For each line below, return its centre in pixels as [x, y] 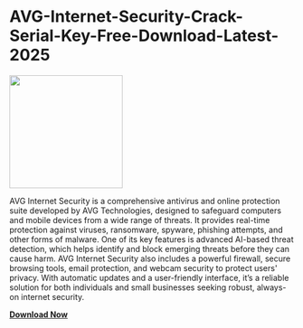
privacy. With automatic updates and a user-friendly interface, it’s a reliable [149, 277]
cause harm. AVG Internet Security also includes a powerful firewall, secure [150, 258]
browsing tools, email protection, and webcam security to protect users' [143, 267]
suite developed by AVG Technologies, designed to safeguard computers [146, 211]
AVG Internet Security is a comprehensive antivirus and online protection [145, 201]
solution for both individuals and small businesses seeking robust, [132, 287]
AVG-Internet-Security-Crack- [127, 17]
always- [271, 287]
